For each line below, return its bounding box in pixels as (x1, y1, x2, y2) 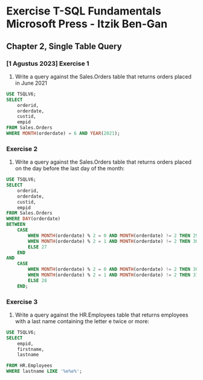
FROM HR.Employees (6, 362, 53, 369)
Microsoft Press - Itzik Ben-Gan (6, 17, 168, 31)
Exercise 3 (6, 297, 38, 306)
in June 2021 (14, 79, 47, 86)
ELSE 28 (28, 277, 47, 283)
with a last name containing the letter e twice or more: (14, 317, 150, 324)
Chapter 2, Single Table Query (6, 41, 122, 51)
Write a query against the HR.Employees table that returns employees (14, 311, 188, 318)
